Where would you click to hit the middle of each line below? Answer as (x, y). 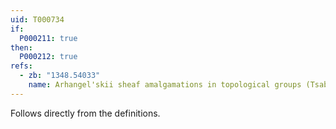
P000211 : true (48, 38)
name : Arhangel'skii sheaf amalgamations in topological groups (165, 85)
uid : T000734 (37, 19)
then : (21, 47)
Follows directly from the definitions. (85, 113)
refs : (21, 66)
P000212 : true (48, 57)
